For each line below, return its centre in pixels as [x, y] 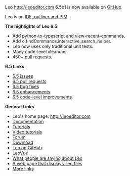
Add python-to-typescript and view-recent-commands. [69, 36]
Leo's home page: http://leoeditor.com [51, 116]
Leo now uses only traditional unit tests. [53, 46]
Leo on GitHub [27, 148]
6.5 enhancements [31, 92]
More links [23, 169]
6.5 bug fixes [25, 87]
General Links [20, 107]
